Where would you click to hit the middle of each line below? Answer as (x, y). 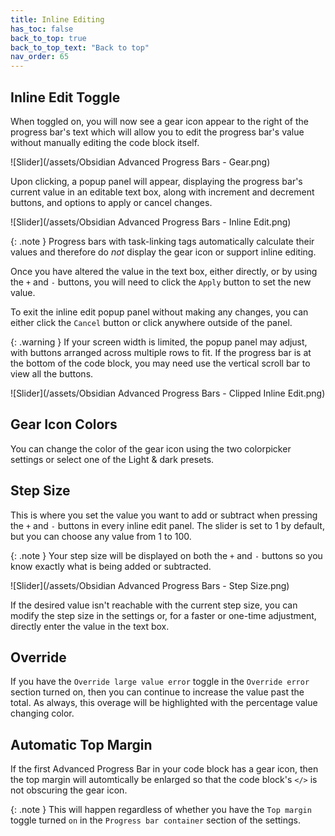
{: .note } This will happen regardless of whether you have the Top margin (161, 810)
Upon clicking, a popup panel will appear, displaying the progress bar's (156, 181)
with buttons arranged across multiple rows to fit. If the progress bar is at (161, 352)
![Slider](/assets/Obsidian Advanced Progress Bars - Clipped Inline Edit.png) (168, 393)
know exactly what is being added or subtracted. (111, 566)
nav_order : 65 (40, 57)
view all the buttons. (52, 373)
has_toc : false (42, 29)
